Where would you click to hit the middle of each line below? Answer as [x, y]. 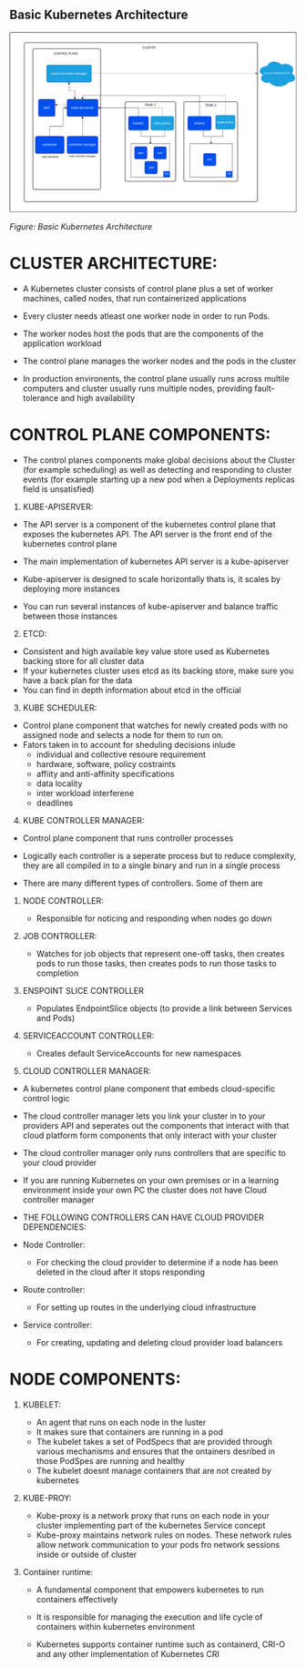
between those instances [70, 616]
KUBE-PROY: [47, 1499]
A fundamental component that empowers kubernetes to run [150, 1590]
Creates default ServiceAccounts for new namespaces [138, 1054]
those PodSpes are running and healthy [110, 1461]
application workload [62, 343]
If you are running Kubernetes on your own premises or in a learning [151, 1181]
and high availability [98, 398]
